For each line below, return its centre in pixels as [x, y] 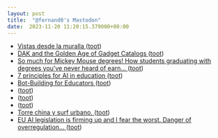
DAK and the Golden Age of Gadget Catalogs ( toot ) [91, 53]
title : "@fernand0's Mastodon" [54, 20]
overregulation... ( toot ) [49, 127]
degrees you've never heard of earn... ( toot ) [80, 68]
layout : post [26, 14]
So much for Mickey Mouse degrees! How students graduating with [114, 61]
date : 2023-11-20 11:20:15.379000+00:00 [68, 26]
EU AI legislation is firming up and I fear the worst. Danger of [104, 120]
